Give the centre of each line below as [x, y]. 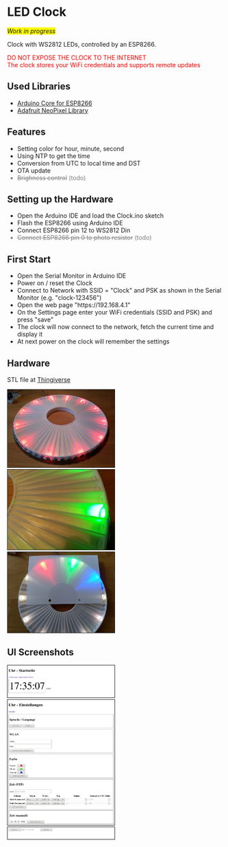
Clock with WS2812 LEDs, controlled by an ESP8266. [81, 44]
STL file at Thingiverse [39, 380]
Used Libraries [39, 87]
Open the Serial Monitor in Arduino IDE [72, 276]
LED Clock [37, 12]
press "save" [35, 319]
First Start [29, 259]
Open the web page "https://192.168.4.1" [74, 305]
